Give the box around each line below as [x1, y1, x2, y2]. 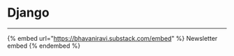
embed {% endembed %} [7, 41, 81, 50]
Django [7, 5, 50, 21]
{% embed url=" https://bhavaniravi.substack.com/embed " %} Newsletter [7, 34, 218, 42]
